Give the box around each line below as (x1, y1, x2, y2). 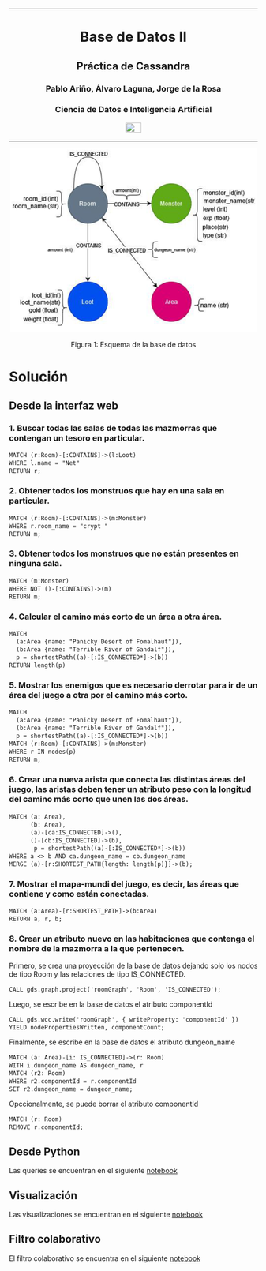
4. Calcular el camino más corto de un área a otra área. (9, 611, 223, 622)
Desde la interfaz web (9, 399, 119, 412)
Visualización (9, 1189, 77, 1202)
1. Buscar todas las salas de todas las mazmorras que (9, 422, 218, 433)
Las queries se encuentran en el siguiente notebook (9, 1166, 178, 1175)
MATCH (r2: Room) (9, 1070, 66, 1078)
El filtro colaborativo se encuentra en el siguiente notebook (9, 1253, 200, 1263)
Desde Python (9, 1145, 81, 1158)
